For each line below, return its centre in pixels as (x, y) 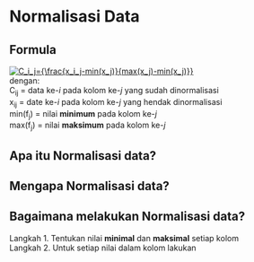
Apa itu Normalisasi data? (83, 156)
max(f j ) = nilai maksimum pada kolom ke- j (88, 126)
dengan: (25, 81)
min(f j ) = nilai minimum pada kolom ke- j (83, 114)
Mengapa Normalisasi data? (90, 186)
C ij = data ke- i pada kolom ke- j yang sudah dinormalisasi (114, 92)
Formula (33, 50)
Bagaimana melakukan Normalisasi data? (127, 217)
